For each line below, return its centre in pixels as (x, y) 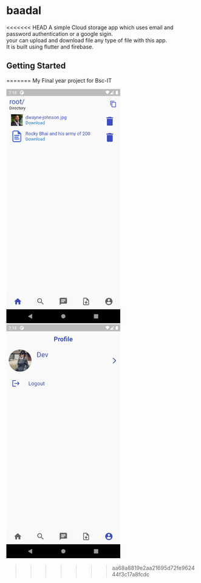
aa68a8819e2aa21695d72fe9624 (154, 568)
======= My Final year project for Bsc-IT (59, 80)
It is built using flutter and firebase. (50, 47)
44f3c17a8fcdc (131, 574)
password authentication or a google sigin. (60, 33)
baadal (24, 11)
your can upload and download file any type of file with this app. (87, 40)
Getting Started (36, 66)
